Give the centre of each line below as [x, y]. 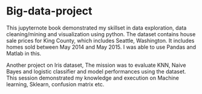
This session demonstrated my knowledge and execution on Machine [93, 78]
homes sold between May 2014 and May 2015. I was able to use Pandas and [101, 47]
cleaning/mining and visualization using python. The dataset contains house [101, 34]
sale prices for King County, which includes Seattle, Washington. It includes [100, 40]
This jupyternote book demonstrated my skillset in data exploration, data [96, 28]
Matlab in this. [24, 53]
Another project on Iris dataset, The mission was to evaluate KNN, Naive [96, 65]
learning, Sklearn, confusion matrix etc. [55, 84]
